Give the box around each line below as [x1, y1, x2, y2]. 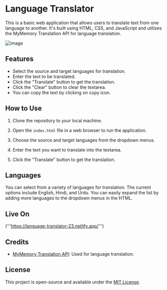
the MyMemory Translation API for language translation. [5, 30, 122, 36]
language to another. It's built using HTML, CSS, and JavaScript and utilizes [5, 25, 162, 31]
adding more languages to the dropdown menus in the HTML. [5, 195, 133, 201]
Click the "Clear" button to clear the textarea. [12, 84, 107, 90]
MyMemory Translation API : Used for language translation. [12, 251, 134, 257]
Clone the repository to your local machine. [12, 117, 102, 123]
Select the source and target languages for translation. [12, 68, 126, 74]
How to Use [5, 104, 42, 113]
